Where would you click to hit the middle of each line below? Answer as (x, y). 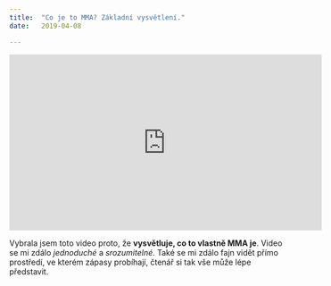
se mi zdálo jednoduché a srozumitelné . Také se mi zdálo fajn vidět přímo (144, 252)
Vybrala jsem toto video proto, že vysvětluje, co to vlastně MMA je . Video (146, 243)
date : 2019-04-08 (46, 26)
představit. (29, 271)
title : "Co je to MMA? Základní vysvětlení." (97, 17)
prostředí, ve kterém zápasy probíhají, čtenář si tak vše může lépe (130, 262)
